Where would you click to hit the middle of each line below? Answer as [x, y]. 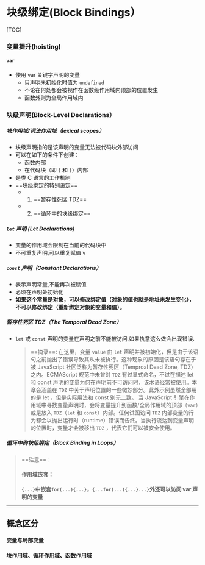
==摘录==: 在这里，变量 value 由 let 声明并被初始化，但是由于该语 [114, 352]
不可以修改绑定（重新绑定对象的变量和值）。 [70, 307]
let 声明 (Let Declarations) [41, 229]
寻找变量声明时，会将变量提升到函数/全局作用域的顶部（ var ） [123, 405]
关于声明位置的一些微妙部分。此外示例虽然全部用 [135, 389]
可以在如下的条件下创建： [47, 155]
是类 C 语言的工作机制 [43, 177]
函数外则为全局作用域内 [54, 98]
